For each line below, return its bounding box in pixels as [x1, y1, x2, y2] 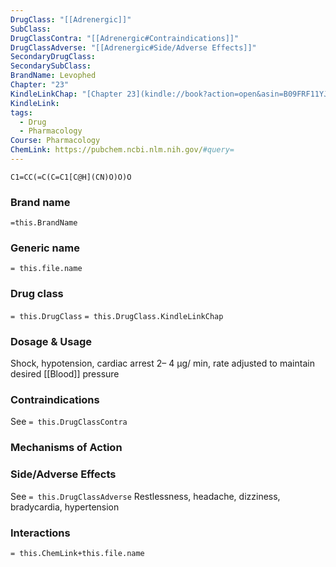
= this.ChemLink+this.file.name [10, 548, 145, 558]
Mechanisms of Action [10, 441, 123, 455]
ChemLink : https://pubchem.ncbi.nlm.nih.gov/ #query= [10, 145, 235, 155]
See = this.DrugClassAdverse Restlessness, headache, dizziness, [10, 490, 281, 502]
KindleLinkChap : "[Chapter [10, 89, 123, 99]
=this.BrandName [10, 218, 78, 228]
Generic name [10, 241, 80, 255]
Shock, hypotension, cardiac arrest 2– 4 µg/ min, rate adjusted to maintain [10, 357, 315, 370]
